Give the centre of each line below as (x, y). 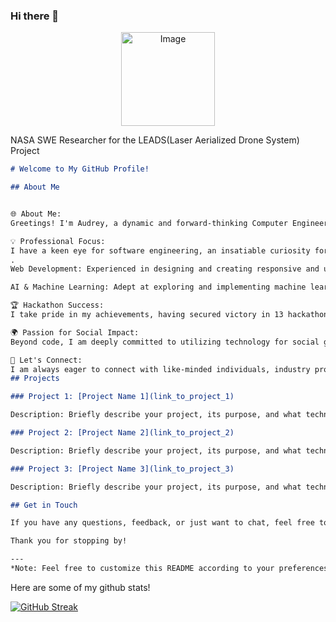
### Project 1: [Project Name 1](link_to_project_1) (122, 397)
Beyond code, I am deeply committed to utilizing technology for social (165, 342)
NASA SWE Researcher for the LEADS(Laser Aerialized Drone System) (155, 140)
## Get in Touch (44, 505)
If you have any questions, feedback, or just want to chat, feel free (162, 523)
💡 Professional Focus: (58, 241)
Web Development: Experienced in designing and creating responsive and (165, 269)
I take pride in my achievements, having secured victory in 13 (147, 315)
